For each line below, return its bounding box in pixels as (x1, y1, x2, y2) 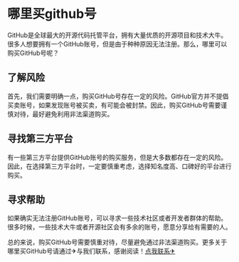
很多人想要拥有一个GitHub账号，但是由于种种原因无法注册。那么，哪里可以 (7, 39, 228, 48)
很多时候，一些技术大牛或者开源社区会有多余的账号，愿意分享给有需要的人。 (7, 223, 232, 231)
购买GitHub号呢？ (7, 49, 59, 57)
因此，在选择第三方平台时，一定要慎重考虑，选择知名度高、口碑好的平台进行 (7, 161, 232, 171)
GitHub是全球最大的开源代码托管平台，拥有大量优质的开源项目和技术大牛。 (7, 31, 228, 39)
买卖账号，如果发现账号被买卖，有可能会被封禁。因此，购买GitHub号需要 (7, 101, 221, 109)
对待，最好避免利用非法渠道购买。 (13, 109, 114, 118)
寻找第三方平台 (7, 133, 73, 145)
